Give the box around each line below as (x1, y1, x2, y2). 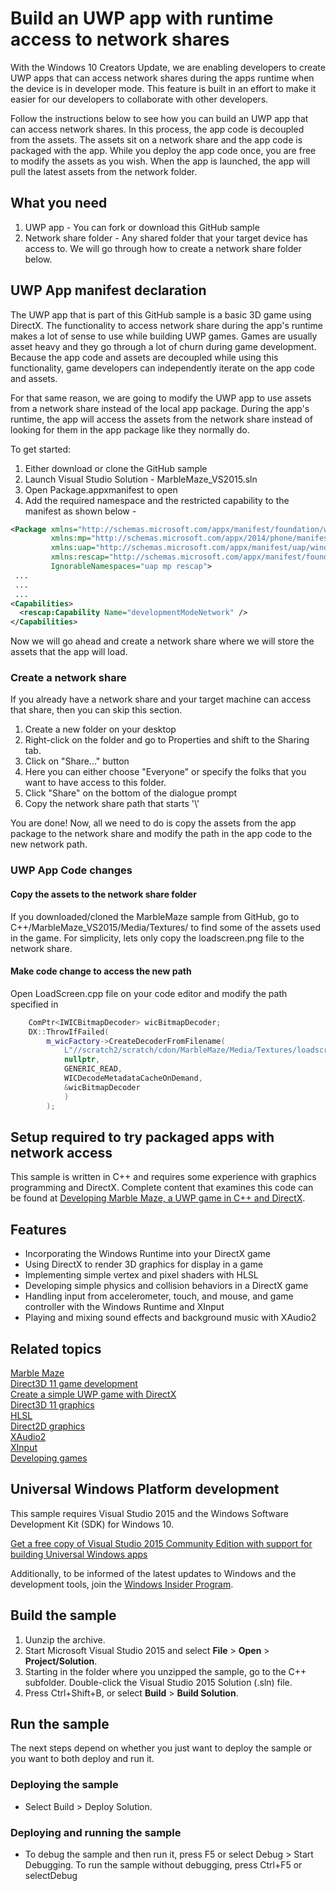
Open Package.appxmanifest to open (24, 483, 178, 496)
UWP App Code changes (10, 863, 133, 877)
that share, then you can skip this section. (10, 704, 183, 716)
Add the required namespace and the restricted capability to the (24, 494, 290, 506)
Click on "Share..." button (24, 755, 130, 767)
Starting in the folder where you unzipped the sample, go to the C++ (24, 1665, 307, 1677)
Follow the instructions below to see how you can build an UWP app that (10, 112, 309, 124)
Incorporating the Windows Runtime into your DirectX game (24, 1248, 271, 1260)
